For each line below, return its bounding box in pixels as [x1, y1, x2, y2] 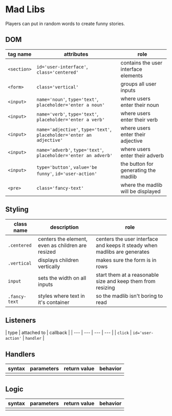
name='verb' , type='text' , [36, 110, 99, 117]
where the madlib [120, 181, 163, 188]
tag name [8, 50, 32, 57]
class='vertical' [36, 84, 79, 90]
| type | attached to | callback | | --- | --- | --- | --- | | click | [5, 330, 132, 336]
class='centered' [36, 69, 79, 75]
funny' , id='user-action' [36, 170, 97, 177]
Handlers [5, 349, 35, 359]
